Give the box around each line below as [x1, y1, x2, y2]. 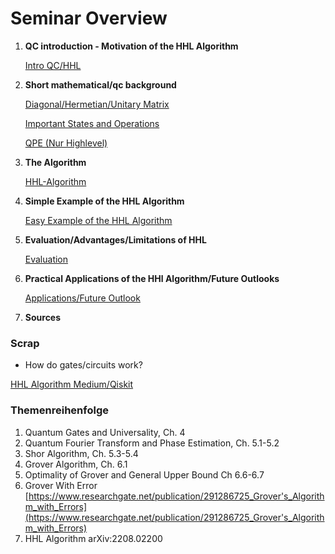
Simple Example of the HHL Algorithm [24, 195, 185, 207]
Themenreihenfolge [10, 403, 109, 417]
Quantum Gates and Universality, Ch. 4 [24, 426, 186, 438]
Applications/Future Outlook [24, 292, 141, 304]
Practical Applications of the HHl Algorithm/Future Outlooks [24, 272, 280, 284]
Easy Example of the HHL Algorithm [24, 214, 173, 226]
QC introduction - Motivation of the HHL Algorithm [24, 40, 239, 52]
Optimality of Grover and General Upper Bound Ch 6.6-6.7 [24, 468, 265, 481]
